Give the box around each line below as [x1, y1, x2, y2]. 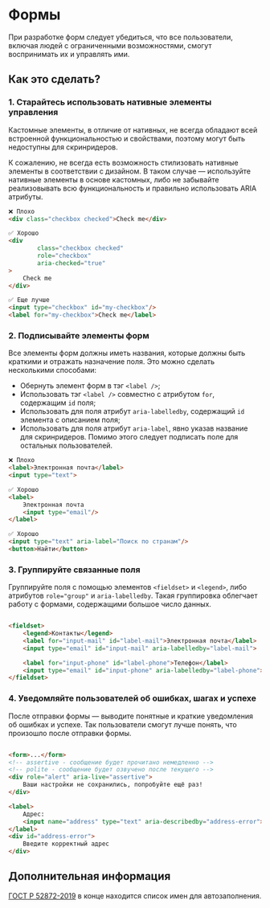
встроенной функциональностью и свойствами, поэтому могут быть [8, 133, 246, 143]
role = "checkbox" [37, 252, 92, 260]
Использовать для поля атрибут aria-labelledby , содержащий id [19, 407, 245, 416]
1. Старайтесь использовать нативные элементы [8, 96, 212, 108]
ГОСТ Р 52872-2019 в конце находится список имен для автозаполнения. [8, 890, 262, 901]
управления [8, 107, 59, 118]
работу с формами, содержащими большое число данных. [8, 599, 211, 609]
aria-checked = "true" [37, 259, 106, 267]
